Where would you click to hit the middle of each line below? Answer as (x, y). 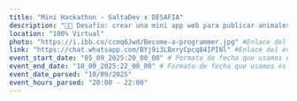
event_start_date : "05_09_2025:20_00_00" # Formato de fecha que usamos (146, 58)
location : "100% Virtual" (57, 33)
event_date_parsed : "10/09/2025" (71, 75)
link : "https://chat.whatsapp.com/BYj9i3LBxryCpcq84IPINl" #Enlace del (144, 50)
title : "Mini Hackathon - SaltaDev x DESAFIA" (96, 17)
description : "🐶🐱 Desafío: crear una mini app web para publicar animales (150, 25)
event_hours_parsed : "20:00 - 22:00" (79, 83)
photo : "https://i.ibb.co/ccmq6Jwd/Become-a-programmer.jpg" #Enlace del (148, 42)
